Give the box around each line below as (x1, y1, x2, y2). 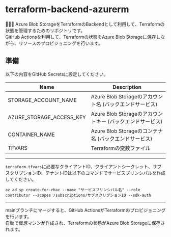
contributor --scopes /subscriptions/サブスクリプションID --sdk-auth (5, 193, 151, 198)
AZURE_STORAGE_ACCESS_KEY (8, 114, 87, 121)
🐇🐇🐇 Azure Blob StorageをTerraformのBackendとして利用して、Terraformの (5, 21, 165, 27)
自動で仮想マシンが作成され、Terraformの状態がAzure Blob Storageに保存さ (5, 220, 165, 226)
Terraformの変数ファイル (91, 144, 151, 151)
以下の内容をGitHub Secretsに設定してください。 (5, 71, 108, 77)
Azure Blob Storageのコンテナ (91, 127, 163, 135)
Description (112, 83, 141, 90)
